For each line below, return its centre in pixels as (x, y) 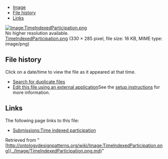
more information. (31, 92)
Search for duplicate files (39, 82)
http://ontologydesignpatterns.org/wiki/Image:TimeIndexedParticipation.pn (85, 145)
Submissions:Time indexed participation (54, 130)
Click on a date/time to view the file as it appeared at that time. (70, 72)
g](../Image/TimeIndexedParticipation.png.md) (54, 150)
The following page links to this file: (42, 120)
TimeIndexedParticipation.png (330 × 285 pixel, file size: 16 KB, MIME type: (84, 38)
